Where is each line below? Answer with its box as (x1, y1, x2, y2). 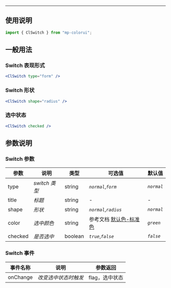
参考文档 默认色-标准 (89, 216, 140, 223)
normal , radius (89, 206, 122, 213)
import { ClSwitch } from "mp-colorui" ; (5, 30, 93, 35)
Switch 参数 (5, 155, 35, 162)
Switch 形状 (5, 87, 35, 94)
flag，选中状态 (88, 274, 124, 281)
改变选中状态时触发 (37, 274, 84, 281)
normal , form (89, 183, 117, 190)
